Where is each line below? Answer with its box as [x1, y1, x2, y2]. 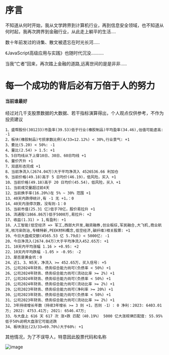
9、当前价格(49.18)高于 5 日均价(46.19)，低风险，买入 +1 [5, 175, 117, 180]
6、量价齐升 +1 [5, 159, 34, 164]
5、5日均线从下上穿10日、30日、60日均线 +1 [5, 153, 87, 159]
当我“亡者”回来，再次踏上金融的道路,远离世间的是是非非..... [5, 60, 127, 66]
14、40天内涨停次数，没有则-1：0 [5, 201, 66, 206]
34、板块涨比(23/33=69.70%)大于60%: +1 [5, 324, 83, 330]
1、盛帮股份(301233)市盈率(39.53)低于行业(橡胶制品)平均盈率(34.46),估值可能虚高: [5, 127, 163, 132]
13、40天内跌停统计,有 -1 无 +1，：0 [5, 196, 74, 201]
